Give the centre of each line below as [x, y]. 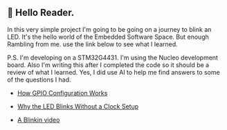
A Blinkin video [38, 120]
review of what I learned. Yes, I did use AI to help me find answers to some [113, 72]
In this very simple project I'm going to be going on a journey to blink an [109, 29]
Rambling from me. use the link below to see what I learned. [92, 44]
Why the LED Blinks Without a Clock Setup [78, 106]
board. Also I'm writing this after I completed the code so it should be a [108, 65]
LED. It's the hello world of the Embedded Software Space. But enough [108, 37]
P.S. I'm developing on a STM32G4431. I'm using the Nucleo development [112, 57]
